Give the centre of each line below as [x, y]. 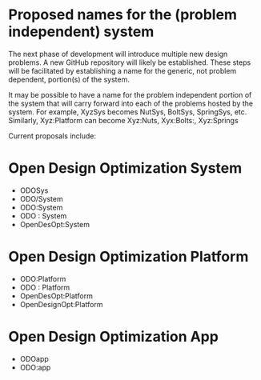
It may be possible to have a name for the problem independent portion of [130, 94]
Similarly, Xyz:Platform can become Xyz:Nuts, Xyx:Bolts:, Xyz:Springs [123, 120]
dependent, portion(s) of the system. [69, 79]
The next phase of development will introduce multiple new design [118, 54]
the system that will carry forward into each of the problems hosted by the [131, 103]
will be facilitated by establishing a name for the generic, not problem [122, 70]
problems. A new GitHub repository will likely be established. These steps [130, 62]
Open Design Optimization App [113, 337]
